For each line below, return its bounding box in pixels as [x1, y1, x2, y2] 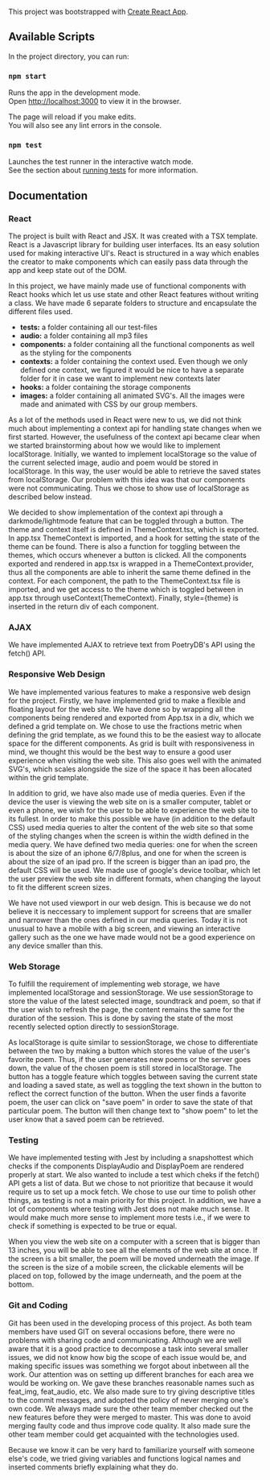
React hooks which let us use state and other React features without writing [8, 290, 259, 300]
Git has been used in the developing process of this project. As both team [8, 1318, 252, 1328]
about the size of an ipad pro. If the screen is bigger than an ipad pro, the [8, 857, 251, 866]
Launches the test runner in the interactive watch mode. [8, 157, 194, 167]
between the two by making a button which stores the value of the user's [8, 1046, 251, 1056]
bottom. [8, 1279, 35, 1289]
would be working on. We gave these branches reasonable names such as [8, 1378, 255, 1387]
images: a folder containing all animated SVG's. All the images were [19, 391, 245, 401]
